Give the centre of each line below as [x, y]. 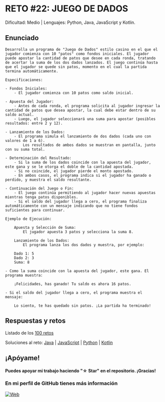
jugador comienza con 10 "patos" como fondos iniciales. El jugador [77, 54]
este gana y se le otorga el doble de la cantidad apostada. [69, 167]
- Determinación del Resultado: [38, 158]
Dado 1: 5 [24, 254]
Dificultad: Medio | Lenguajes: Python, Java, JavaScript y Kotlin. [70, 22]
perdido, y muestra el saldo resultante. [48, 180]
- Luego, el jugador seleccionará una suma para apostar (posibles [85, 119]
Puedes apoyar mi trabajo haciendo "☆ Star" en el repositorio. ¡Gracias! [81, 371]
